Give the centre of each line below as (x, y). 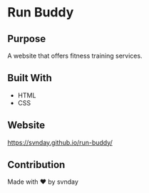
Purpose (27, 39)
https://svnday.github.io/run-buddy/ (60, 142)
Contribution (36, 165)
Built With (30, 78)
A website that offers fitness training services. (75, 56)
